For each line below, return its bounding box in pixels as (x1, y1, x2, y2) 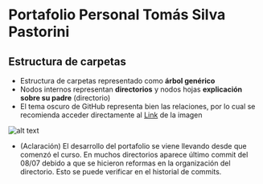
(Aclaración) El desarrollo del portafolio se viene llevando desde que (19, 141, 247, 150)
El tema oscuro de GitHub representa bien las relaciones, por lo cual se (19, 102, 256, 111)
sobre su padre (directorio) (19, 93, 111, 102)
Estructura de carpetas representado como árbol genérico (19, 76, 216, 85)
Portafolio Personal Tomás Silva (8, 6, 226, 24)
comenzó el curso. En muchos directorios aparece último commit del (19, 150, 249, 159)
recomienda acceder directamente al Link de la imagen (19, 110, 203, 120)
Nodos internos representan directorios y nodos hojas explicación (19, 84, 243, 94)
